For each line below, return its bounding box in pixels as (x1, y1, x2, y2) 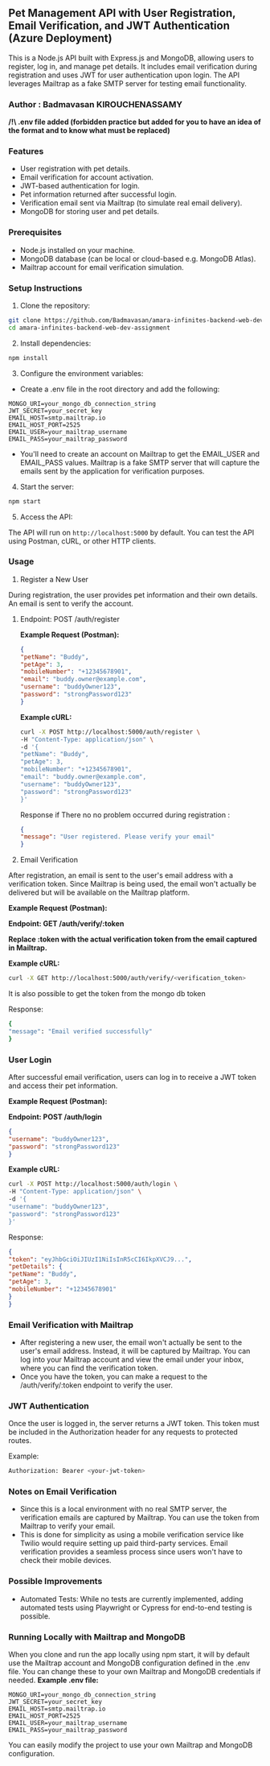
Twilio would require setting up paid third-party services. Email (19, 1538, 228, 1549)
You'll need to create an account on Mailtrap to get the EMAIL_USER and (19, 449, 260, 458)
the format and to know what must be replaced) (8, 126, 170, 135)
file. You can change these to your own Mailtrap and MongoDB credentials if (8, 1667, 261, 1677)
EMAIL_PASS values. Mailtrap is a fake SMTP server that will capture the (19, 457, 260, 467)
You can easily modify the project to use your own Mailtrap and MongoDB (8, 1740, 253, 1750)
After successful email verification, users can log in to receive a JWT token (8, 1072, 257, 1082)
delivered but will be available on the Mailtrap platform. (8, 887, 190, 897)
